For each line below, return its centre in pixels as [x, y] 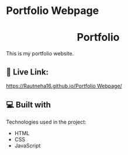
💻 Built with [29, 105]
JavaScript [27, 145]
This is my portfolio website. [40, 54]
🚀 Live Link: [27, 72]
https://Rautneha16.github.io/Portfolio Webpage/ [64, 86]
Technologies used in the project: [46, 122]
